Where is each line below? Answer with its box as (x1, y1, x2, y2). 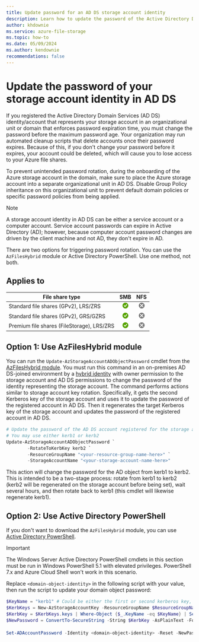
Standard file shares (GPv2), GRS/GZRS (8, 312, 105, 320)
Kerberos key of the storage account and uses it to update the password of (6, 395, 190, 403)
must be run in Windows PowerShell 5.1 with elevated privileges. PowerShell (6, 562, 191, 570)
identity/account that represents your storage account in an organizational (6, 118, 187, 125)
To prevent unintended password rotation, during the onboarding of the (6, 167, 181, 174)
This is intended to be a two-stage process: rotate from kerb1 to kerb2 (6, 475, 178, 482)
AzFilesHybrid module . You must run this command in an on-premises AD (6, 364, 186, 371)
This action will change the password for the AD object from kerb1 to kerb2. (6, 469, 191, 476)
